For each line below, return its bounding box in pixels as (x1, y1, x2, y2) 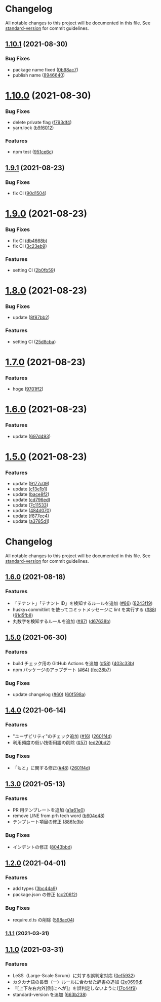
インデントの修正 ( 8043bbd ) (12, 844, 72, 850)
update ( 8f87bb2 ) (12, 315, 50, 321)
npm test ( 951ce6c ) (12, 149, 53, 155)
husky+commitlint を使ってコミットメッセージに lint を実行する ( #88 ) (12, 606, 157, 612)
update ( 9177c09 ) (12, 481, 50, 487)
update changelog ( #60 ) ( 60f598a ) (12, 691, 86, 697)
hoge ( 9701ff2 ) (12, 386, 44, 392)
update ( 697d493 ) (12, 433, 51, 439)
